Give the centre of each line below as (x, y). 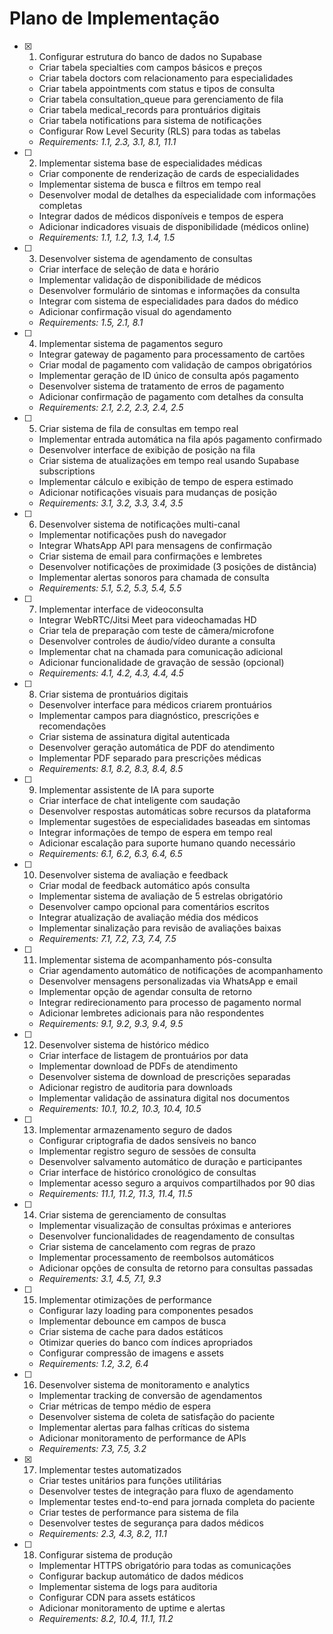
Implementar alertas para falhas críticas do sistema (144, 1427)
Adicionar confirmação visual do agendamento (135, 311)
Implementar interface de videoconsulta (121, 609)
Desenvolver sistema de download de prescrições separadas (164, 1076)
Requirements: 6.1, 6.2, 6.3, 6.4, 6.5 (110, 853)
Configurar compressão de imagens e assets (131, 1353)
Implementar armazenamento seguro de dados (135, 1129)
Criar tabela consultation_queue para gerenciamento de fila (161, 99)
